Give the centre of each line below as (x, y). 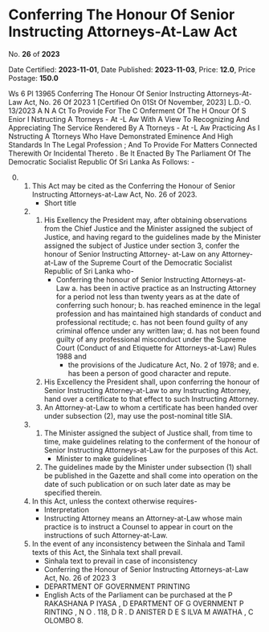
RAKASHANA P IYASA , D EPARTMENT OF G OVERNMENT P (144, 603)
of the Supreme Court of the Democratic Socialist (151, 262)
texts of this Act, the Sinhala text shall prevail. (107, 552)
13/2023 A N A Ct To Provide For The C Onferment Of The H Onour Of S (127, 111)
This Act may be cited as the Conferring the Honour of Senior (133, 185)
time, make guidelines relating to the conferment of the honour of (152, 441)
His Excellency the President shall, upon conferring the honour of (152, 382)
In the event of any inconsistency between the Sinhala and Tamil (138, 544)
